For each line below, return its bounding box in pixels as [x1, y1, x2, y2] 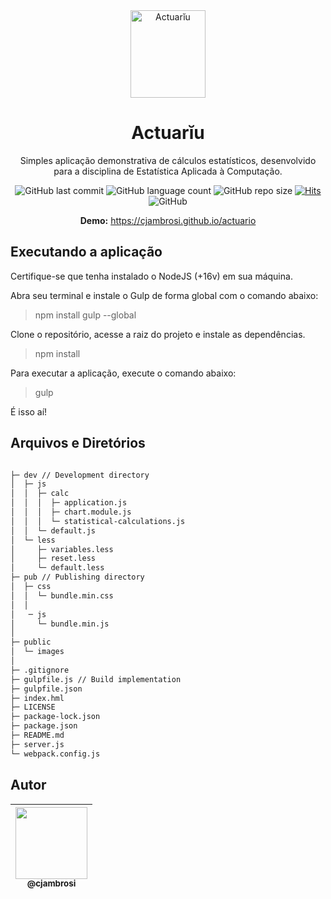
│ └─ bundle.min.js [10, 619, 110, 629]
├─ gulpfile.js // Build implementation [10, 674, 182, 684]
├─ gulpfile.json [10, 684, 83, 694]
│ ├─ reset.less [10, 554, 97, 564]
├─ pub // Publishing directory [10, 572, 145, 583]
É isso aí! [10, 405, 48, 418]
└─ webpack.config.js [10, 749, 101, 759]
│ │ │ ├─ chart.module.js [10, 507, 132, 518]
